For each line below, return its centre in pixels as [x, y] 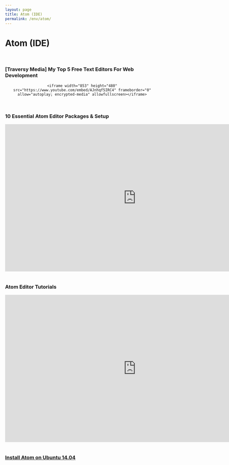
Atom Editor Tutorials [31, 287]
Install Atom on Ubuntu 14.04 [40, 458]
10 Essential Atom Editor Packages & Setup [57, 116]
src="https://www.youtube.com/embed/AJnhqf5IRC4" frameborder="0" [82, 90]
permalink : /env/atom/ [28, 19]
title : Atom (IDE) [24, 14]
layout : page [18, 10]
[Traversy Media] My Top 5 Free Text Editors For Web [69, 69]
